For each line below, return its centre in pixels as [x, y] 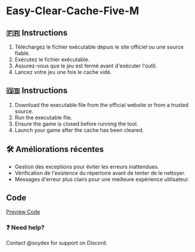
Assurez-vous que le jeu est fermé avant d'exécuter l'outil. [86, 66]
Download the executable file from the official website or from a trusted [102, 105]
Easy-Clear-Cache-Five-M [73, 11]
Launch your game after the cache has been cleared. [79, 130]
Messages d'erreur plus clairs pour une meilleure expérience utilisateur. [102, 179]
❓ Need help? [25, 228]
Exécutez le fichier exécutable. [52, 59]
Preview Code [23, 212]
